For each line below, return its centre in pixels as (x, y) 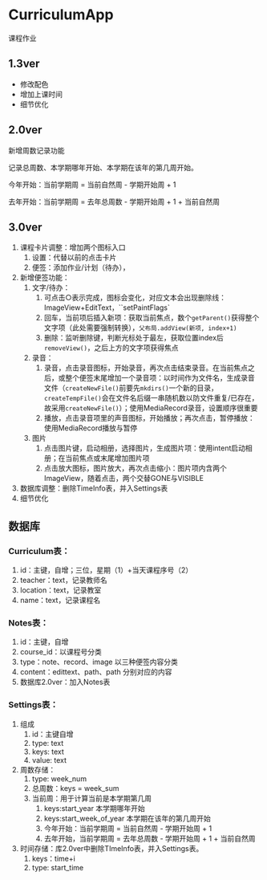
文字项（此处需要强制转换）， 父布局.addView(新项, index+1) (140, 328)
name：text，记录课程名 (60, 601)
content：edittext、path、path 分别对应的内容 (96, 672)
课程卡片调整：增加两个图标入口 (73, 247)
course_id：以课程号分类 (61, 652)
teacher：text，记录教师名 (63, 581)
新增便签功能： (44, 278)
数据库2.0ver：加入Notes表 (65, 682)
